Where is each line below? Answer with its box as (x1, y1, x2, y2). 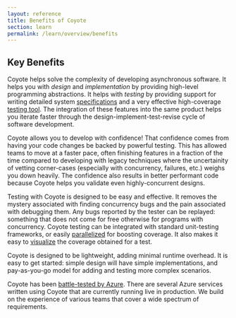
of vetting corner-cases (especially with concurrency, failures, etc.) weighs (7, 164, 225, 172)
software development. (7, 120, 75, 129)
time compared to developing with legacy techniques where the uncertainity (7, 156, 229, 165)
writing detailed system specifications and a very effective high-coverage (7, 98, 221, 106)
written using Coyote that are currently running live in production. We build (7, 288, 224, 296)
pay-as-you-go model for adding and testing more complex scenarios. (7, 266, 211, 275)
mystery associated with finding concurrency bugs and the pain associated (7, 200, 226, 208)
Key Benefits (7, 56, 65, 68)
